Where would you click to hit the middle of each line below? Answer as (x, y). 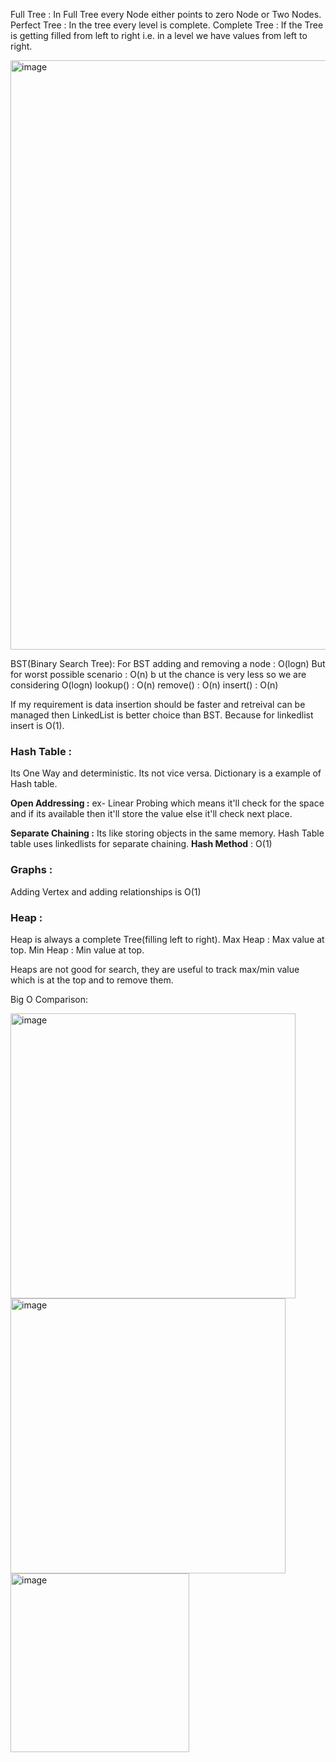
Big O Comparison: (49, 999)
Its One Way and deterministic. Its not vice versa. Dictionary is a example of (166, 773)
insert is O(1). (37, 725)
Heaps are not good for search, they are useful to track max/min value (155, 969)
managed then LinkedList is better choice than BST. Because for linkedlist (162, 715)
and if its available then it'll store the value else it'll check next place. (151, 814)
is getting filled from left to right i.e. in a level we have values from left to (159, 35)
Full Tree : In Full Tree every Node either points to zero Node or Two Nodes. (166, 14)
